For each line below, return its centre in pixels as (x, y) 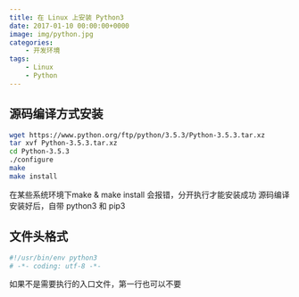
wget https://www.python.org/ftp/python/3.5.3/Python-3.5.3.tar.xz (137, 135)
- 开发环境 (43, 51)
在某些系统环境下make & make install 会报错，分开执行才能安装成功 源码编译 (149, 194)
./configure (31, 160)
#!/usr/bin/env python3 (54, 258)
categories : (31, 42)
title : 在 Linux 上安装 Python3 (67, 17)
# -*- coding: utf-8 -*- (55, 266)
